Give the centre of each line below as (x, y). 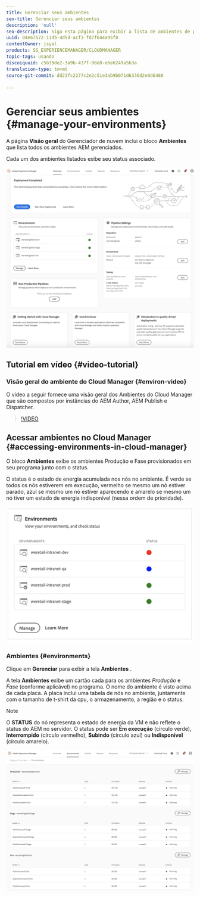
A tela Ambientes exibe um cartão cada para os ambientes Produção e (93, 680)
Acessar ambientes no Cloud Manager (79, 437)
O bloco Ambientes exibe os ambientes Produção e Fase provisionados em (99, 461)
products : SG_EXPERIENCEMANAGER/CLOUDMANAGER (63, 51)
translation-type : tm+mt (37, 69)
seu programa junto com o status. (48, 467)
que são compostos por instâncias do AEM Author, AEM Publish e (87, 401)
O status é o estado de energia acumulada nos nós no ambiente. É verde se (99, 479)
